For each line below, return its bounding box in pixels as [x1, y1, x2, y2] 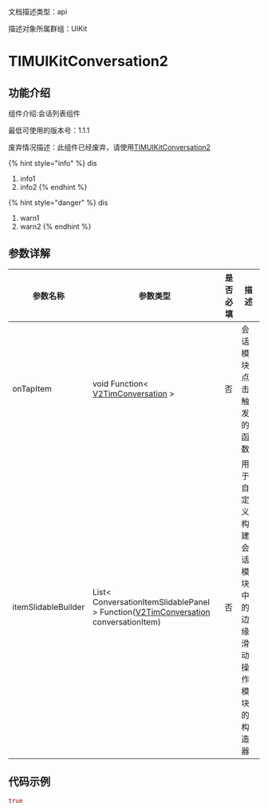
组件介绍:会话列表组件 [8, 108, 81, 118]
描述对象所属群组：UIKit [8, 24, 88, 33]
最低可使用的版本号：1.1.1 [8, 126, 90, 135]
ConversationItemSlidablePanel [92, 596, 210, 608]
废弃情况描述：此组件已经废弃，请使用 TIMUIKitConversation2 [8, 143, 211, 152]
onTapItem [12, 383, 52, 394]
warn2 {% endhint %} [19, 222, 92, 231]
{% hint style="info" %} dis [8, 159, 97, 167]
